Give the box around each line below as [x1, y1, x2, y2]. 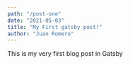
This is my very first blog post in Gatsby [7, 49, 124, 58]
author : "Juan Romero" [7, 30, 74, 37]
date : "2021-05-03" [7, 17, 65, 24]
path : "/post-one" [7, 10, 61, 18]
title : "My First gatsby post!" [7, 23, 102, 30]
